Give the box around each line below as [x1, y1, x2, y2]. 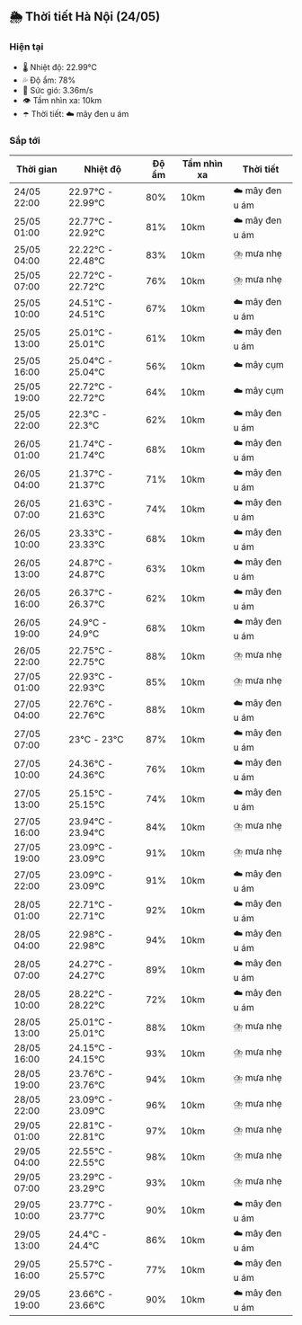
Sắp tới [9, 134, 40, 147]
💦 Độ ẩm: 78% [22, 75, 76, 85]
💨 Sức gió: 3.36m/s [22, 84, 93, 95]
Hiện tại [9, 40, 44, 53]
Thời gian [16, 163, 58, 175]
